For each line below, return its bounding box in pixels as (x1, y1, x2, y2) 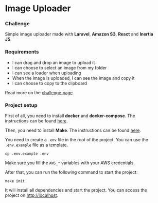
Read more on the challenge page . (5, 89, 74, 95)
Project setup (5, 101, 37, 108)
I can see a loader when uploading (12, 70, 82, 76)
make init (5, 179, 25, 184)
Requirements (5, 49, 39, 55)
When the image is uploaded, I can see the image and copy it (12, 75, 135, 81)
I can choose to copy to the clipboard (12, 80, 88, 86)
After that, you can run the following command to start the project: (5, 169, 138, 175)
